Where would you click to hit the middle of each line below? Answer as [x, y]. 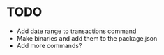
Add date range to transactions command [76, 31]
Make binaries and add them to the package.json [87, 38]
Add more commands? [49, 45]
